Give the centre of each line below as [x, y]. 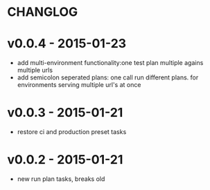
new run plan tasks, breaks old [61, 179]
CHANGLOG [43, 12]
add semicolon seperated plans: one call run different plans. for [108, 77]
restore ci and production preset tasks [72, 132]
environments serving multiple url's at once [79, 85]
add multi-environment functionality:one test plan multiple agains [110, 63]
